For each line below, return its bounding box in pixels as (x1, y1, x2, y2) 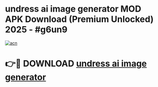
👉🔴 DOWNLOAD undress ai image (5, 58, 147, 69)
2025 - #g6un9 (5, 24, 68, 35)
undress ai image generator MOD (5, 3, 141, 15)
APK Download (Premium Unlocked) (5, 14, 154, 25)
